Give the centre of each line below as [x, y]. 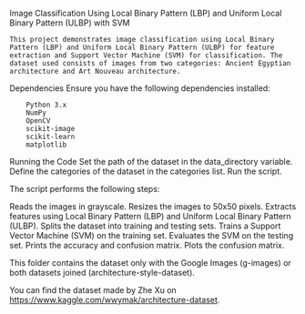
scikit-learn [51, 137]
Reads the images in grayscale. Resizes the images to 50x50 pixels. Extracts [153, 207]
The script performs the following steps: [85, 189]
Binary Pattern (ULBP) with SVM [70, 23]
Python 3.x [46, 105]
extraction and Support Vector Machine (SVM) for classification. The [146, 56]
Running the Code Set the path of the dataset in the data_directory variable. [151, 162]
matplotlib [46, 145]
